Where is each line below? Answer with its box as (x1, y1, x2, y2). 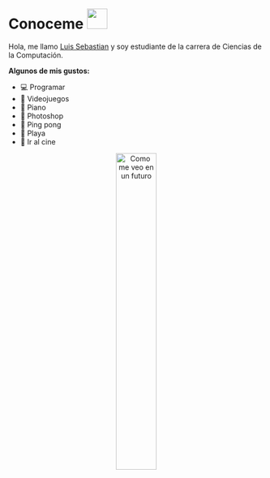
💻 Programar (19, 82, 66, 92)
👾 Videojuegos (19, 93, 70, 103)
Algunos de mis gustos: (8, 66, 90, 75)
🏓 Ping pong (19, 119, 62, 129)
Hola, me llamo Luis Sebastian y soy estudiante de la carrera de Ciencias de (8, 41, 262, 51)
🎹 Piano (19, 102, 46, 112)
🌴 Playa (19, 128, 46, 138)
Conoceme (8, 15, 84, 33)
